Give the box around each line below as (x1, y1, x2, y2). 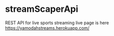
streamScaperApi (5, 3, 79, 15)
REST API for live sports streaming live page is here (5, 20, 109, 26)
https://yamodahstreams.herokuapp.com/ (5, 25, 89, 31)
